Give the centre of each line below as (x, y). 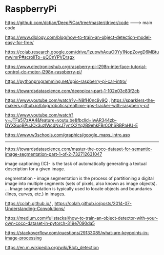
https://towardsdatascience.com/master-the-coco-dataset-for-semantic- (79, 149)
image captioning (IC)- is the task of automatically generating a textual (76, 163)
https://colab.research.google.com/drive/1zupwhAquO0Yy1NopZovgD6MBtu (82, 52)
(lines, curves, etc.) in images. (35, 194)
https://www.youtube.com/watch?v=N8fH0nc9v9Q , (58, 100)
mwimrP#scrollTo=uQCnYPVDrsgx (40, 57)
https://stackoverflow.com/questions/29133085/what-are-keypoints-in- (77, 232)
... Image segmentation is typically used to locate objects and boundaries (79, 188)
